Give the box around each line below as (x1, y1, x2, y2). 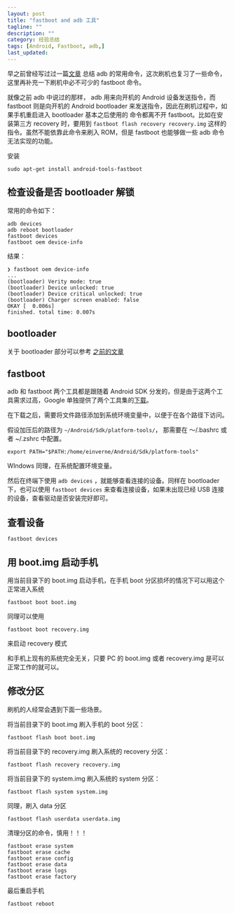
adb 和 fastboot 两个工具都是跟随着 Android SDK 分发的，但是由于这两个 (7, 387, 217, 396)
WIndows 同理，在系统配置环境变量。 (7, 461, 116, 470)
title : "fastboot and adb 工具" (7, 17, 99, 24)
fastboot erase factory (7, 873, 77, 880)
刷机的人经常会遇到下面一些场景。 (7, 705, 106, 713)
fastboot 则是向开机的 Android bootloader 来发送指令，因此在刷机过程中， (7, 102, 222, 110)
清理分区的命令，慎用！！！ (7, 828, 88, 837)
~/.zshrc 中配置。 (15, 435, 66, 443)
